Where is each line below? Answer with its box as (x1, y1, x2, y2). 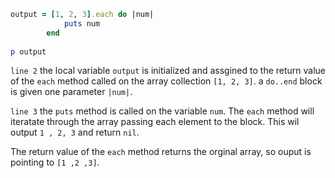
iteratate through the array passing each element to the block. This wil (10, 116, 300, 128)
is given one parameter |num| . (10, 86, 133, 98)
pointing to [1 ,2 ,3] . (10, 156, 100, 169)
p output (10, 46, 47, 57)
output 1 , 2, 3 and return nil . (10, 126, 140, 139)
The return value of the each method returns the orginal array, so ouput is (10, 146, 312, 158)
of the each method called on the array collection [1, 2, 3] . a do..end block (10, 75, 323, 87)
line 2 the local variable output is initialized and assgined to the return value (10, 65, 327, 77)
